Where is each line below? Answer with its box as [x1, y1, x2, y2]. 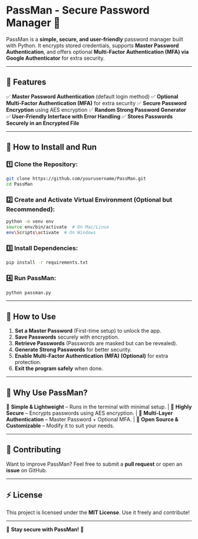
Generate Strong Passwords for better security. [14, 346, 132, 353]
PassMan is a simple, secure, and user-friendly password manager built [6, 35, 184, 43]
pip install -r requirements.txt [6, 259, 88, 266]
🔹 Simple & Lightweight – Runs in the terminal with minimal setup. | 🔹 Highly [6, 403, 192, 411]
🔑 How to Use [6, 311, 56, 322]
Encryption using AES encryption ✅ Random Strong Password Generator [6, 106, 187, 113]
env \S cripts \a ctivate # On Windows [6, 230, 96, 236]
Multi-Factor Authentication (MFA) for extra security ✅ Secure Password [6, 99, 187, 106]
